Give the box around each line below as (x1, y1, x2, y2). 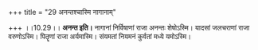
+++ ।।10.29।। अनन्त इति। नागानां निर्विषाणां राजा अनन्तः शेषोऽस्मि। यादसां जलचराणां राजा (8, 23, 250, 32)
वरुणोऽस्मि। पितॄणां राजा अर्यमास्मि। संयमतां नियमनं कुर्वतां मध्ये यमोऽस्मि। (8, 32, 192, 41)
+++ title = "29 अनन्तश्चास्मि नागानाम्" (8, 8, 117, 16)
